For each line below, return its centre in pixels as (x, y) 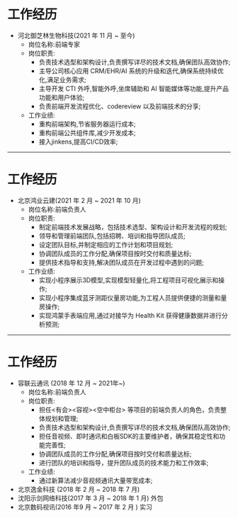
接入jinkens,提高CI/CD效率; (78, 142)
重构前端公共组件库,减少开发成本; (87, 132)
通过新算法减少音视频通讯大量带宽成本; (96, 480)
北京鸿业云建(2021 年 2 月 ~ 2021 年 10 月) (79, 200)
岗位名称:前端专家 (54, 44)
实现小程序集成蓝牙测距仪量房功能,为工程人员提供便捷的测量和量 (133, 297)
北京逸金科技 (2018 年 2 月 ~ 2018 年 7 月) (79, 489)
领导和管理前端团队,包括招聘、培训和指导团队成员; (112, 236)
